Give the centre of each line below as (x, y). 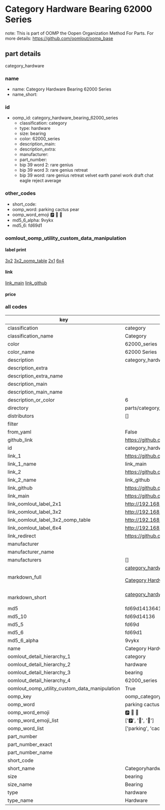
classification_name (30, 336)
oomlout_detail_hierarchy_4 (39, 680)
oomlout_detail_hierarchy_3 (39, 672)
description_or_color (31, 400)
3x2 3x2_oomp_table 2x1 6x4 (35, 261)
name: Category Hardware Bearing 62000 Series (62, 89)
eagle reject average (40, 181)
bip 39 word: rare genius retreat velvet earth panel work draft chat (86, 175)
